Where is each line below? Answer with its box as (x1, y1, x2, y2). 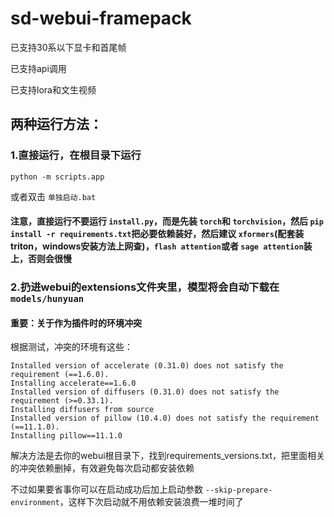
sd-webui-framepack (10, 7, 192, 30)
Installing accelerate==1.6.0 (10, 378, 137, 389)
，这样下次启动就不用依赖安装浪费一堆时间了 (59, 496, 244, 508)
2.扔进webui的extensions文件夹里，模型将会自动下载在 (10, 280, 280, 294)
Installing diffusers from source (10, 405, 155, 415)
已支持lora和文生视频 (10, 83, 97, 96)
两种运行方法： (10, 116, 103, 133)
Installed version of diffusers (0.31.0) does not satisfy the (10, 387, 280, 397)
